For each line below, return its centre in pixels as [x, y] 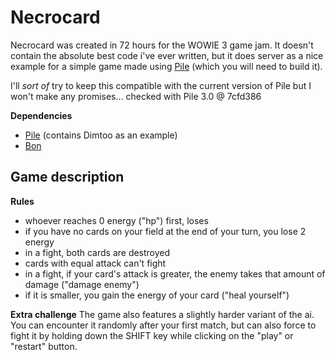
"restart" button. [44, 346]
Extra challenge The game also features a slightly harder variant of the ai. [162, 314]
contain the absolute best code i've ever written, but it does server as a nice [167, 55]
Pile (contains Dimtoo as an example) [101, 135]
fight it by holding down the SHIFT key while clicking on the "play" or [152, 335]
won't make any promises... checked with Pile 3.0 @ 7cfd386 [136, 96]
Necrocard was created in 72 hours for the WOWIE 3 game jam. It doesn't [162, 45]
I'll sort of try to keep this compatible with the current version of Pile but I [161, 85]
